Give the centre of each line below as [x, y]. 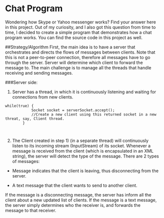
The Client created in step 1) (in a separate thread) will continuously [80, 140]
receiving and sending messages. [39, 73]
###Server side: [21, 82]
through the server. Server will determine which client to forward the [74, 62]
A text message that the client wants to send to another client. [75, 185]
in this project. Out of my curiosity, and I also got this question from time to [80, 27]
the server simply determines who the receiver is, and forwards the [73, 205]
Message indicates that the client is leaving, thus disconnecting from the [85, 171]
